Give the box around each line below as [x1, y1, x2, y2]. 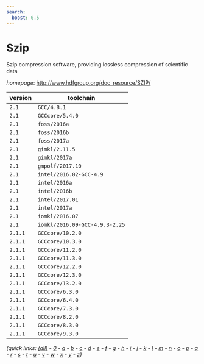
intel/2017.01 [37, 196, 79, 203]
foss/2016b [37, 129, 69, 136]
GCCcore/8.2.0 [37, 313, 79, 321]
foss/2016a [37, 121, 69, 128]
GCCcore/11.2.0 [37, 246, 82, 254]
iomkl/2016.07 [37, 213, 79, 220]
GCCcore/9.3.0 [37, 330, 79, 337]
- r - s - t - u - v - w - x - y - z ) [6, 351, 82, 359]
